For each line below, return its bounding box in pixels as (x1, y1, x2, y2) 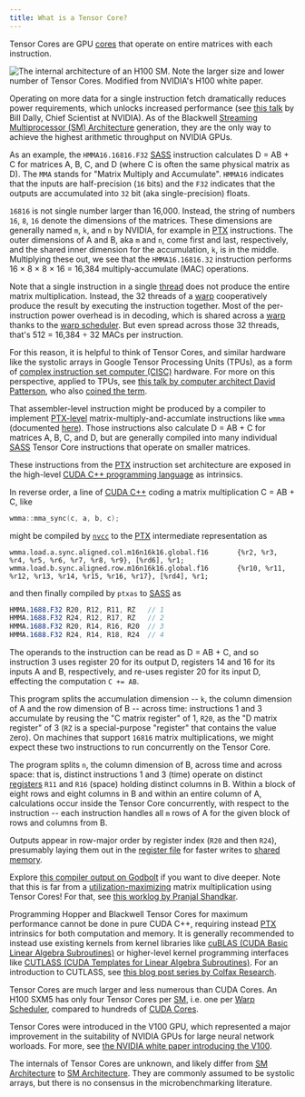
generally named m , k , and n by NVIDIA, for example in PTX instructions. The (9, 224, 293, 235)
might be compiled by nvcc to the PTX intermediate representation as (9, 530, 268, 541)
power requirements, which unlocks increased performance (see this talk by (9, 102, 295, 114)
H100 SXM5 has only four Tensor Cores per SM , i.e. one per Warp (9, 994, 256, 1004)
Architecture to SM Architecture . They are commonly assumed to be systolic (9, 1068, 295, 1078)
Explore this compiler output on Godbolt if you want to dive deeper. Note (9, 872, 281, 883)
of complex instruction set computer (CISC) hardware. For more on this (9, 365, 275, 377)
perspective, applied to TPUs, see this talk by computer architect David (9, 375, 276, 386)
